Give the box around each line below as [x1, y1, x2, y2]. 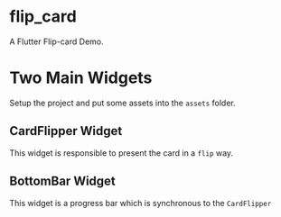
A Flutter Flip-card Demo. [9, 36, 104, 47]
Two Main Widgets [9, 68, 153, 88]
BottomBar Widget [9, 174, 116, 189]
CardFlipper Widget [9, 123, 123, 139]
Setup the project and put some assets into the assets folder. [9, 97, 237, 108]
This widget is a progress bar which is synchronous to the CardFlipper [9, 197, 272, 208]
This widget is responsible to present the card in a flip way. [9, 147, 233, 158]
